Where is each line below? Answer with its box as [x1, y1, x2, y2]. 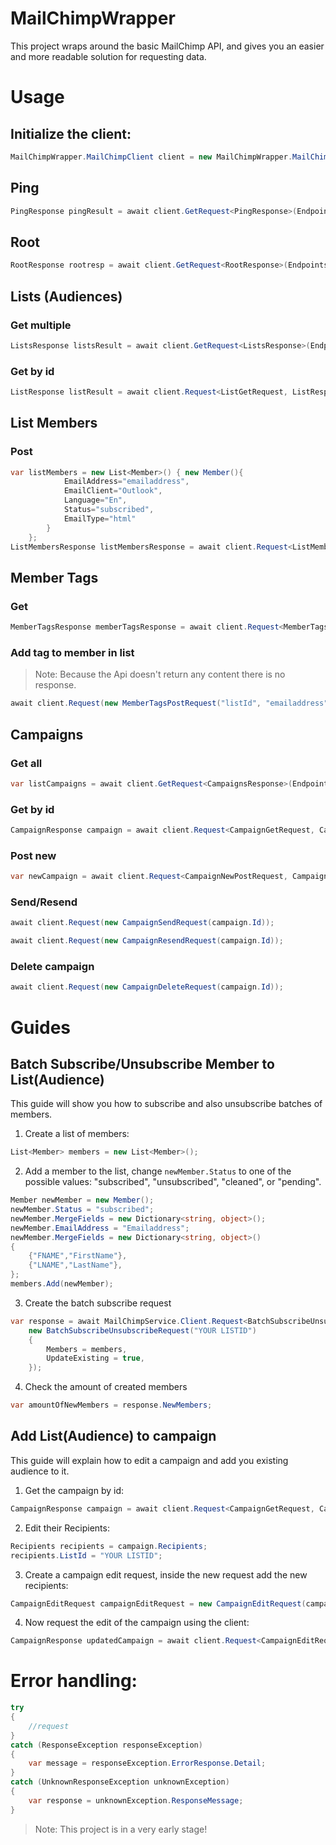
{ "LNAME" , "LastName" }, [28, 1260, 123, 1271]
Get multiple [10, 318, 72, 332]
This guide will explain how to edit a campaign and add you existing [10, 1454, 289, 1466]
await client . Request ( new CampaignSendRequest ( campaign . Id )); [10, 918, 275, 928]
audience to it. [10, 1465, 70, 1477]
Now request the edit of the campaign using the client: [24, 1617, 250, 1629]
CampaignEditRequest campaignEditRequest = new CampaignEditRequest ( [10, 1598, 307, 1609]
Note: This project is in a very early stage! [34, 1823, 208, 1835]
